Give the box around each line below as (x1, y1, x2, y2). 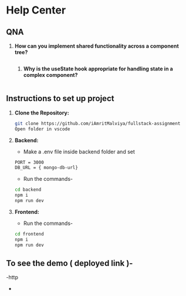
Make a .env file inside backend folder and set (23, 148, 135, 155)
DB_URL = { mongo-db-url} (14, 165, 78, 171)
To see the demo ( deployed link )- (6, 258, 133, 268)
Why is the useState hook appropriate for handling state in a (23, 65, 173, 72)
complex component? (23, 72, 78, 78)
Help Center (6, 4, 66, 17)
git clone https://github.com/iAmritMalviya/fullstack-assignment (14, 120, 181, 126)
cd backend (14, 187, 42, 193)
